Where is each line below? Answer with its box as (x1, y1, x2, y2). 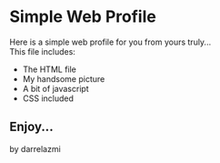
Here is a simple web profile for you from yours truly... (9, 36, 212, 47)
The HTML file (22, 64, 77, 75)
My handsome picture (22, 73, 105, 84)
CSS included (22, 93, 75, 104)
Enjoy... (9, 119, 54, 135)
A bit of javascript (22, 83, 89, 94)
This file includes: (9, 46, 75, 56)
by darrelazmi (9, 143, 61, 154)
